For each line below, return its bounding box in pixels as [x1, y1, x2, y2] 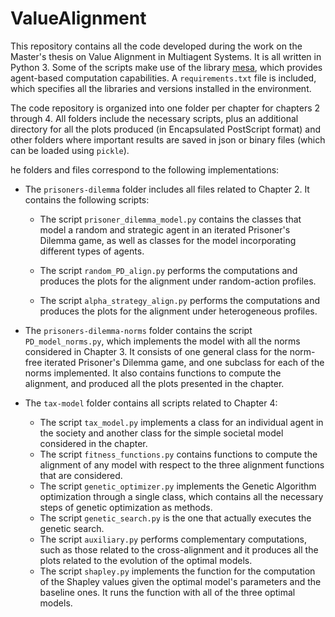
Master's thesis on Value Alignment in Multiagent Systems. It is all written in [10, 50, 322, 62]
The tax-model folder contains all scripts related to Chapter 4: [24, 397, 278, 409]
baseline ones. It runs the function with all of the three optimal [39, 586, 296, 598]
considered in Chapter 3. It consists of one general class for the [24, 345, 288, 357]
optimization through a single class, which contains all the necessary [39, 490, 324, 502]
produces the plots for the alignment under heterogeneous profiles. [39, 305, 318, 317]
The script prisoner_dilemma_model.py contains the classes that [39, 213, 302, 225]
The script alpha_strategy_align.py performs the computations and [39, 294, 321, 306]
